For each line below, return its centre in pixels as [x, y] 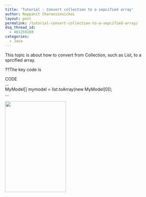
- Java [16, 41]
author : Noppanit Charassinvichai [40, 14]
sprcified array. [20, 60]
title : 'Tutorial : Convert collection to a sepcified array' [69, 9]
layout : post [18, 18]
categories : [17, 37]
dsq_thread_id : [20, 28]
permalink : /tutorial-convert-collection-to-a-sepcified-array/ [72, 23]
